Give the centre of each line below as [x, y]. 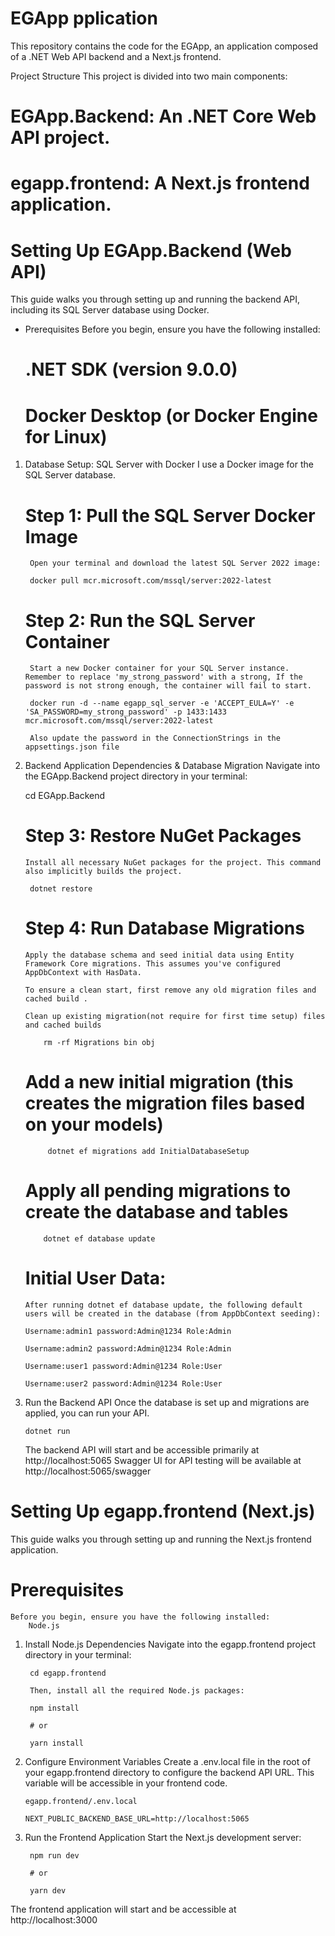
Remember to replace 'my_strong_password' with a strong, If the [163, 677]
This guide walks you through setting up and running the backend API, [155, 299]
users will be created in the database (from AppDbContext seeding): [173, 1313]
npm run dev [54, 1855]
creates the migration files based [165, 1103]
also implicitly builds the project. [103, 872]
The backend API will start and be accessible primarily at [142, 1449]
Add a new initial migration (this [159, 1082]
